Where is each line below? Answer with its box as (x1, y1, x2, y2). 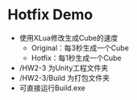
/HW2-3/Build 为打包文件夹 (19, 73, 110, 82)
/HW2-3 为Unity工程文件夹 (19, 62, 109, 73)
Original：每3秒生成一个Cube (31, 42, 130, 53)
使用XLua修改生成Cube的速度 (19, 33, 118, 42)
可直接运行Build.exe (19, 82, 85, 93)
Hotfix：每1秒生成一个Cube (31, 53, 122, 62)
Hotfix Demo (7, 6, 93, 24)
